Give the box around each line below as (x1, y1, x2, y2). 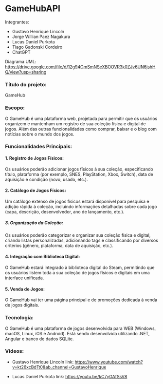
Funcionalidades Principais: (5, 143, 72, 150)
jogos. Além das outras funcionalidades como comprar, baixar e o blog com (5, 126, 157, 132)
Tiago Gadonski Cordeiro (12, 44, 63, 50)
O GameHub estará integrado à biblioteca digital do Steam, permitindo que (5, 265, 155, 270)
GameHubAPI (5, 3, 61, 14)
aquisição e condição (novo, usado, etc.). (5, 176, 88, 182)
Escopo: (5, 104, 25, 111)
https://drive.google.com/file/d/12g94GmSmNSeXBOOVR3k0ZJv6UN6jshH (5, 64, 156, 70)
